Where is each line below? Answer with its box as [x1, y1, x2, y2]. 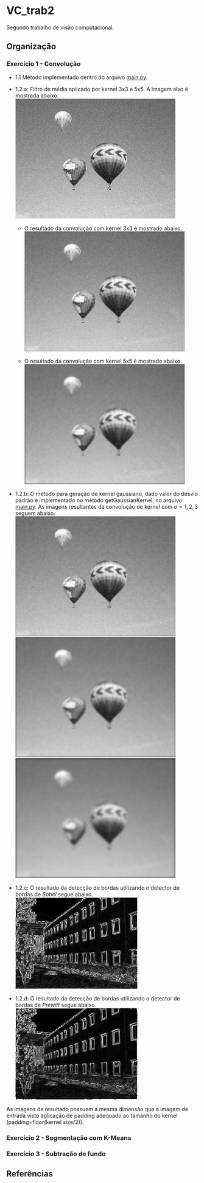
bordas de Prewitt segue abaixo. [15, 1001, 97, 1008]
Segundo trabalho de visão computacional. [6, 24, 114, 31]
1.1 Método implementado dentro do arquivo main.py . [15, 74, 148, 81]
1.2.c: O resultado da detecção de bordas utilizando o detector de [15, 884, 180, 892]
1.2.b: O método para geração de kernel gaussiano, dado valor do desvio [15, 490, 198, 497]
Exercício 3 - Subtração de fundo [6, 1150, 106, 1158]
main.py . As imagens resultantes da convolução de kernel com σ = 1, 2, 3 [15, 503, 199, 510]
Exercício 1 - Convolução [6, 60, 81, 68]
